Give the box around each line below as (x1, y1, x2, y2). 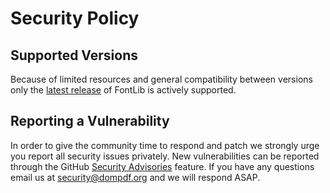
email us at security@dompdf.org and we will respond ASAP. (10, 171, 261, 183)
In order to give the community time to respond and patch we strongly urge (10, 139, 320, 151)
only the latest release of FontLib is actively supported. (10, 84, 237, 96)
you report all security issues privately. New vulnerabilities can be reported (10, 150, 320, 162)
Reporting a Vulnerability (10, 113, 170, 130)
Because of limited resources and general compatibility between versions (10, 73, 313, 85)
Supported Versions (10, 47, 138, 64)
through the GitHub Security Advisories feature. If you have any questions (10, 160, 315, 172)
